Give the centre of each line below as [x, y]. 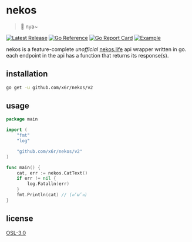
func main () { [23, 167]
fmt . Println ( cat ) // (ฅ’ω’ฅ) [52, 195]
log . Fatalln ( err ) [48, 184]
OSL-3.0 [16, 233]
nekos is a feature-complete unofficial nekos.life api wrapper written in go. [96, 49]
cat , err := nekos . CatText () [52, 173]
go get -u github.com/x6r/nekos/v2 [50, 88]
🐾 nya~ [29, 26]
